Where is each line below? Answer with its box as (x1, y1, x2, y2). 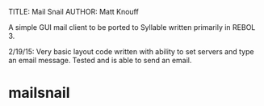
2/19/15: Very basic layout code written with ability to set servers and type (8, 47, 254, 56)
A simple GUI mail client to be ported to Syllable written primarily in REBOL (8, 23, 256, 32)
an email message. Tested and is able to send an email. (8, 56, 192, 65)
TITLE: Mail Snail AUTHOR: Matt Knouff (8, 7, 139, 16)
